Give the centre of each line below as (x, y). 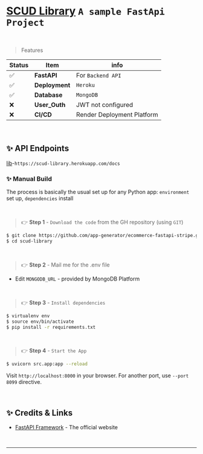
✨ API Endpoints (38, 148)
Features (32, 50)
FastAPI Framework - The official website (66, 427)
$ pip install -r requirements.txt (51, 327)
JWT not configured (105, 105)
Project (25, 23)
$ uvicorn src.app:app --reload (47, 364)
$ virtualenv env (28, 316)
